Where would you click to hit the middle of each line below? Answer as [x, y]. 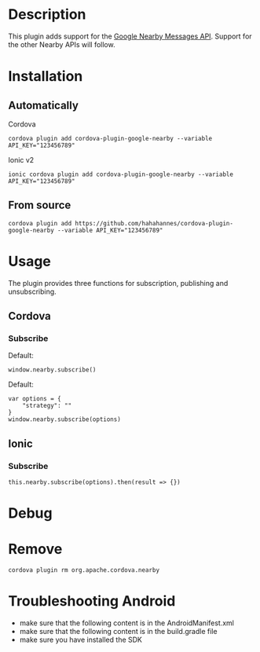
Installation [46, 77]
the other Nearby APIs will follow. [62, 44]
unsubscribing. [32, 291]
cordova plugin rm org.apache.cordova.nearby [84, 570]
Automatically [43, 105]
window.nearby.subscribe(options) [65, 419]
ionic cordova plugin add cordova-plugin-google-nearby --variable [121, 174]
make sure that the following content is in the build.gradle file [118, 632]
